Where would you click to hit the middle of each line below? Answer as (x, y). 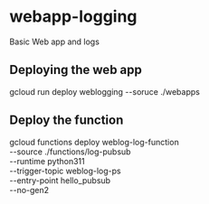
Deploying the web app (76, 70)
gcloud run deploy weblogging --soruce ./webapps (105, 91)
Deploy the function (66, 121)
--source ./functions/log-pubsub (70, 152)
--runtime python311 (47, 161)
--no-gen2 (29, 190)
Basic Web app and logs (54, 42)
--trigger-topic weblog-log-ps (66, 171)
